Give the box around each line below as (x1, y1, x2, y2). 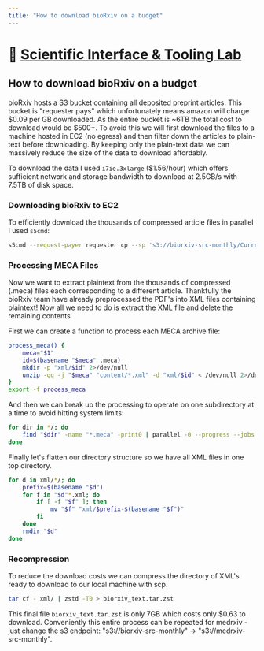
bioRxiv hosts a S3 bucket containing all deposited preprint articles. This (8, 98, 242, 107)
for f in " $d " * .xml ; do (22, 490, 101, 499)
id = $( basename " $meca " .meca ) (22, 356, 122, 364)
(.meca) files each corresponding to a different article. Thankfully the (8, 286, 232, 296)
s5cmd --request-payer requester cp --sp (8, 241, 146, 249)
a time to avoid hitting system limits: (8, 408, 124, 418)
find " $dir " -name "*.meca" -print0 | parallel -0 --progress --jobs (22, 431, 255, 439)
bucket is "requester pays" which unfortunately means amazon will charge (8, 106, 250, 115)
